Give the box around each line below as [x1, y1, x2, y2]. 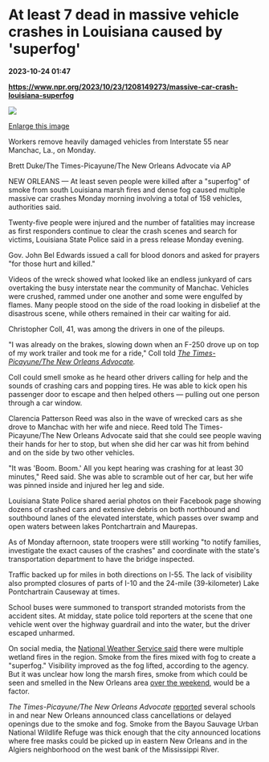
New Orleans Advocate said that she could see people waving [55, 430, 262, 440]
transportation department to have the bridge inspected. [8, 554, 195, 563]
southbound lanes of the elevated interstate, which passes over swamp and [8, 513, 259, 522]
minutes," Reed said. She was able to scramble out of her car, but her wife [8, 472, 254, 481]
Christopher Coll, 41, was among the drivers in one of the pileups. [8, 324, 225, 334]
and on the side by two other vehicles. [8, 448, 135, 457]
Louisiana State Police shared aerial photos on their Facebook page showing [8, 496, 262, 506]
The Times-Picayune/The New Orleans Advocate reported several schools [8, 702, 255, 711]
